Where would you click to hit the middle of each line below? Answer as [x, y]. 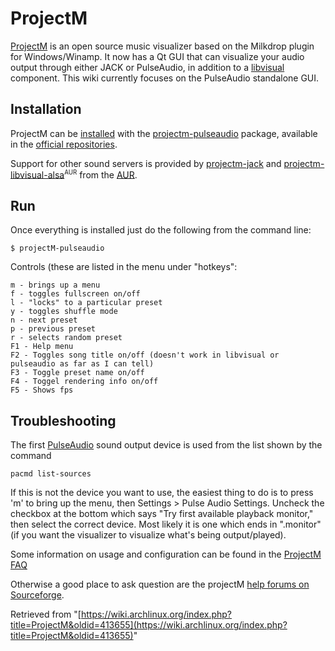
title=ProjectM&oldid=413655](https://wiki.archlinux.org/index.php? [149, 625]
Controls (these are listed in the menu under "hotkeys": [124, 267]
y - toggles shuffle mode [64, 312]
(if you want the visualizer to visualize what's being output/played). [148, 535]
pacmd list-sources [51, 474]
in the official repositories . [64, 144]
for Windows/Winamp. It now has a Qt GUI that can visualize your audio [157, 56]
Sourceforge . [37, 595]
